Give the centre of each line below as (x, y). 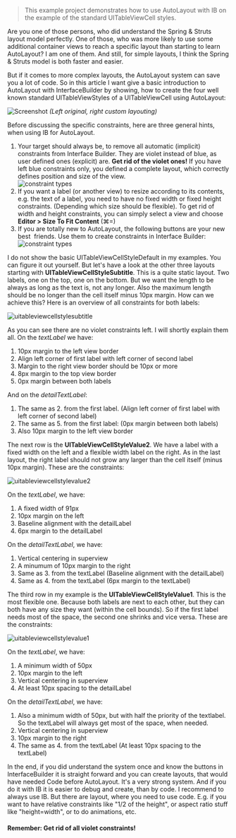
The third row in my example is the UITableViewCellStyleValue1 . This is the (117, 594)
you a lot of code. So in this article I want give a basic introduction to (107, 83)
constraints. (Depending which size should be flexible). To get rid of (116, 206)
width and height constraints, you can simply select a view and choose (120, 214)
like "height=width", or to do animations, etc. (72, 812)
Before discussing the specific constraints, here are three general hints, (111, 125)
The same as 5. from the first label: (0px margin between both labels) (118, 424)
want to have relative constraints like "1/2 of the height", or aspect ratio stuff (118, 804)
